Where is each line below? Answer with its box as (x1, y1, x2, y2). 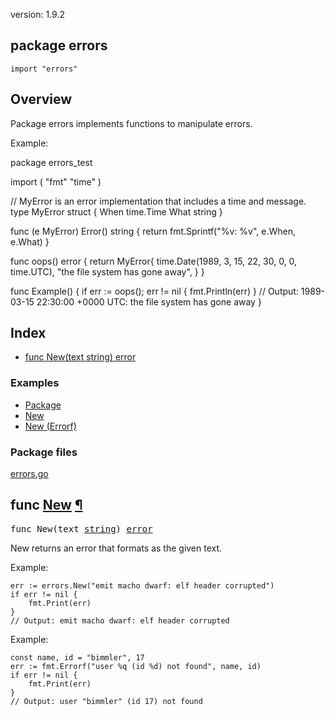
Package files (10, 445, 78, 459)
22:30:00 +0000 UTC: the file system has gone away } (36, 295, 262, 308)
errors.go (10, 468, 49, 480)
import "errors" (10, 64, 78, 74)
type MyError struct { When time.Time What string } (10, 205, 223, 218)
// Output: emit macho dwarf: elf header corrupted (10, 615, 230, 626)
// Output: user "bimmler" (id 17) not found (10, 696, 203, 706)
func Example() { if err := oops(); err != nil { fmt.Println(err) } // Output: (10, 285, 299, 297)
